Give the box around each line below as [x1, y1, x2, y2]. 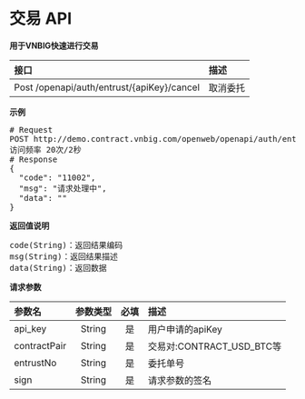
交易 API [9, 8, 73, 29]
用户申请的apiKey [147, 323, 222, 335]
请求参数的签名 [147, 374, 212, 386]
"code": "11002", [18, 172, 96, 183]
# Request [9, 125, 53, 135]
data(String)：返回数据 [9, 263, 107, 273]
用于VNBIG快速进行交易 [9, 40, 99, 51]
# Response [9, 154, 58, 165]
